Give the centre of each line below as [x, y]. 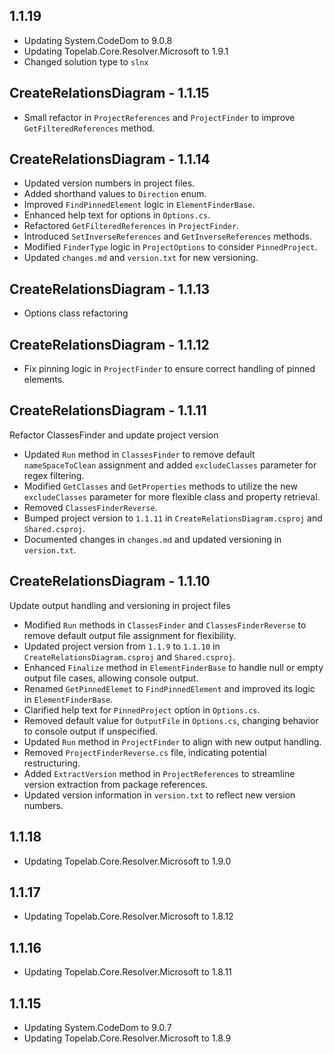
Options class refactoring [76, 313]
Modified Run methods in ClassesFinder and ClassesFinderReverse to [165, 625]
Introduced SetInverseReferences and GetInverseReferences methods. [167, 236]
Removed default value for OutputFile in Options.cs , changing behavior [171, 720]
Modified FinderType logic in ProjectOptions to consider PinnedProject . [170, 247]
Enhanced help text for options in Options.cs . [117, 215]
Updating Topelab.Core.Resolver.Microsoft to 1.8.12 [128, 916]
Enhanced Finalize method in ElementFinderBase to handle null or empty [173, 667]
